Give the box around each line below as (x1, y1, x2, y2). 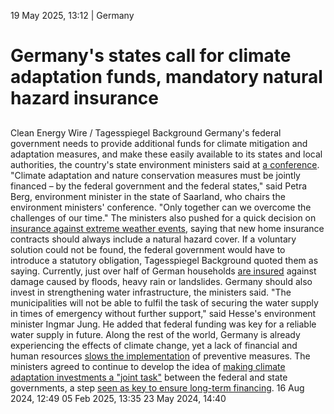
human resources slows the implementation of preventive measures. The (10, 350, 311, 362)
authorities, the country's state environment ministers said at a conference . (10, 158, 320, 170)
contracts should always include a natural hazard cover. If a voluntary (10, 233, 297, 245)
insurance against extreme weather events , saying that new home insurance (10, 222, 325, 234)
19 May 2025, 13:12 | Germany (10, 10, 135, 21)
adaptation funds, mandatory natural (10, 66, 323, 89)
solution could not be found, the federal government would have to (10, 243, 286, 255)
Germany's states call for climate (10, 45, 292, 67)
